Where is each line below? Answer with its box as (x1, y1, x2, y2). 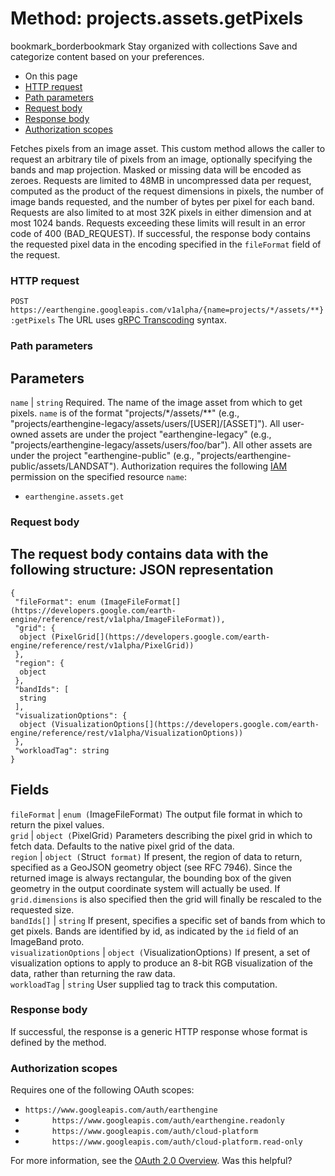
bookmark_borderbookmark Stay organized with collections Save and (10, 40, 298, 52)
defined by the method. (10, 1036, 107, 1048)
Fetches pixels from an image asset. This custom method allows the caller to (10, 142, 326, 154)
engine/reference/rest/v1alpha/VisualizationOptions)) (10, 728, 244, 738)
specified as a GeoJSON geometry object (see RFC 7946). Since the (10, 861, 293, 873)
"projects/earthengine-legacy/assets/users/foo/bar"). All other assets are (10, 438, 313, 451)
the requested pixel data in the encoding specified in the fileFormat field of (10, 238, 322, 250)
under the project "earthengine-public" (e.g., (10, 449, 195, 461)
